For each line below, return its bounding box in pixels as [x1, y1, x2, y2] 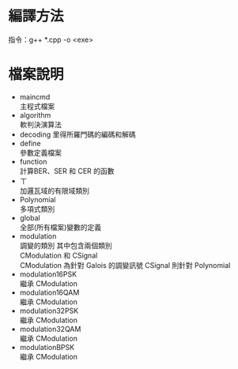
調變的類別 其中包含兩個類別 [19, 240, 112, 250]
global [19, 213, 41, 222]
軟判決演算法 [19, 119, 62, 129]
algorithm [19, 110, 51, 119]
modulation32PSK [19, 306, 79, 315]
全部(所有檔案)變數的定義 [19, 222, 102, 232]
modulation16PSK [19, 269, 77, 279]
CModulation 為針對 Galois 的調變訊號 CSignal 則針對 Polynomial [19, 260, 231, 269]
